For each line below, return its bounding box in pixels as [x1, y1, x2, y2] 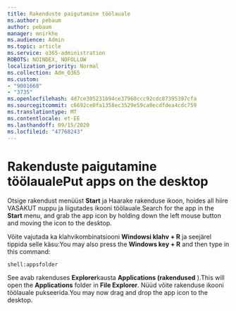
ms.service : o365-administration [7, 50, 106, 57]
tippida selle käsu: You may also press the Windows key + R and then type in [7, 240, 230, 248]
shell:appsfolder [7, 261, 58, 268]
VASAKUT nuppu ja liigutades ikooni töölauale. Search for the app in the [7, 204, 215, 212]
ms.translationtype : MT [7, 108, 77, 115]
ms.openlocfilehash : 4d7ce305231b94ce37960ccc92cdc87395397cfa [7, 96, 197, 103]
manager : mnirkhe [7, 30, 58, 37]
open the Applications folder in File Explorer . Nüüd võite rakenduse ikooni [7, 281, 224, 289]
